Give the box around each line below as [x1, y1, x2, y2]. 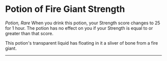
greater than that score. [5, 30, 54, 36]
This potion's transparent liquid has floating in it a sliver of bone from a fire [5, 40, 158, 46]
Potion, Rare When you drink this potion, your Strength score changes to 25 [5, 20, 161, 26]
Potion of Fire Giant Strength [5, 3, 125, 15]
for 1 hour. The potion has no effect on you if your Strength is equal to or [5, 25, 153, 31]
